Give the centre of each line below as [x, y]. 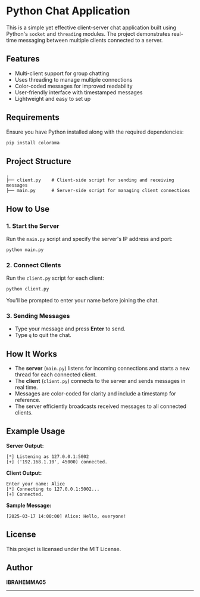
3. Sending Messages [38, 315]
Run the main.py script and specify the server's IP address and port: [89, 239]
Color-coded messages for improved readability [74, 86]
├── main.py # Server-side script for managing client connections [98, 191]
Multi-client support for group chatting [62, 73]
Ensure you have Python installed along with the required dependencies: [95, 132]
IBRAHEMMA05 [26, 582]
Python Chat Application [68, 11]
